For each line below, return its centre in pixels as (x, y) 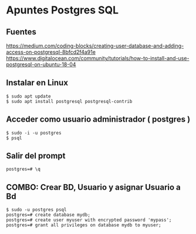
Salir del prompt (36, 156)
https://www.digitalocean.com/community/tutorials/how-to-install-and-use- (98, 58)
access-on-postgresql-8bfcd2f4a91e (51, 52)
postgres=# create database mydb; (48, 215)
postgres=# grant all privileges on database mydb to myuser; (84, 225)
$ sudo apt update (28, 96)
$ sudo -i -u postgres (34, 133)
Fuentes (21, 32)
